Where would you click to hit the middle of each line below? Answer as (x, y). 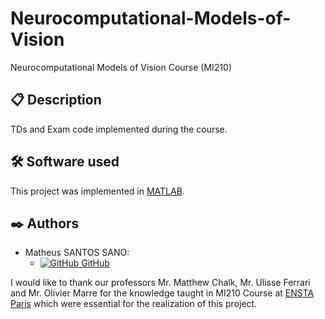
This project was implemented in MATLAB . (97, 191)
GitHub (95, 263)
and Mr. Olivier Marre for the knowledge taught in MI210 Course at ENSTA (162, 293)
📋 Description (56, 100)
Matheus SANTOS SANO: (77, 253)
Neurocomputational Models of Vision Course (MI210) (121, 67)
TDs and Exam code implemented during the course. (119, 129)
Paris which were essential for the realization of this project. (134, 304)
